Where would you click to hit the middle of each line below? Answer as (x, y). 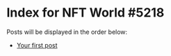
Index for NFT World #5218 (85, 13)
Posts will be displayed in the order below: (67, 32)
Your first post (37, 45)
